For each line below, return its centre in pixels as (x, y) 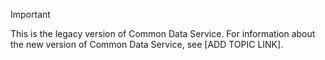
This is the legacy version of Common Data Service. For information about (163, 33)
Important (30, 14)
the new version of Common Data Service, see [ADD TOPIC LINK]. (147, 44)
